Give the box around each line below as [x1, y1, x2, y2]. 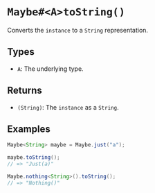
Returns [7, 85, 43, 96]
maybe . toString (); [7, 154, 60, 161]
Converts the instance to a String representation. [7, 26, 149, 34]
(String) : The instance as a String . [17, 103, 119, 111]
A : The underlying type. [17, 65, 84, 73]
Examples [7, 123, 51, 135]
